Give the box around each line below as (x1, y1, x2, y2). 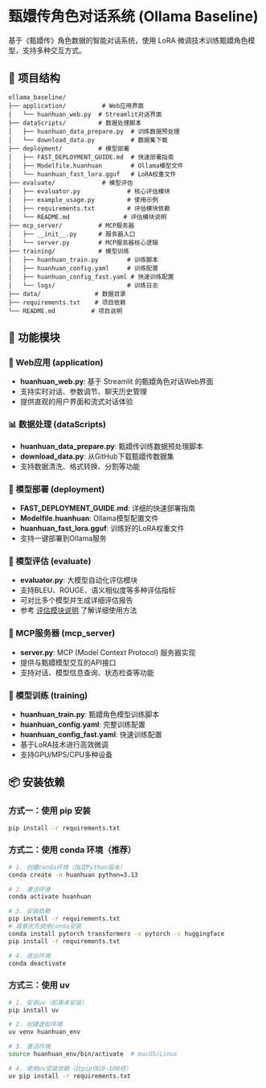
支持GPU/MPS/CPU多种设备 (19, 749, 113, 759)
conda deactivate (8, 959, 67, 967)
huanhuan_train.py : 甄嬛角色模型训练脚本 (19, 709, 159, 719)
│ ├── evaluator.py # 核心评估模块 (8, 187, 170, 196)
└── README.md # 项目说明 (8, 307, 123, 315)
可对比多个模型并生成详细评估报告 (19, 596, 133, 605)
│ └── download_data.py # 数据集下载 (8, 136, 169, 144)
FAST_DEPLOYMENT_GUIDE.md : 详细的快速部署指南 (19, 504, 195, 513)
